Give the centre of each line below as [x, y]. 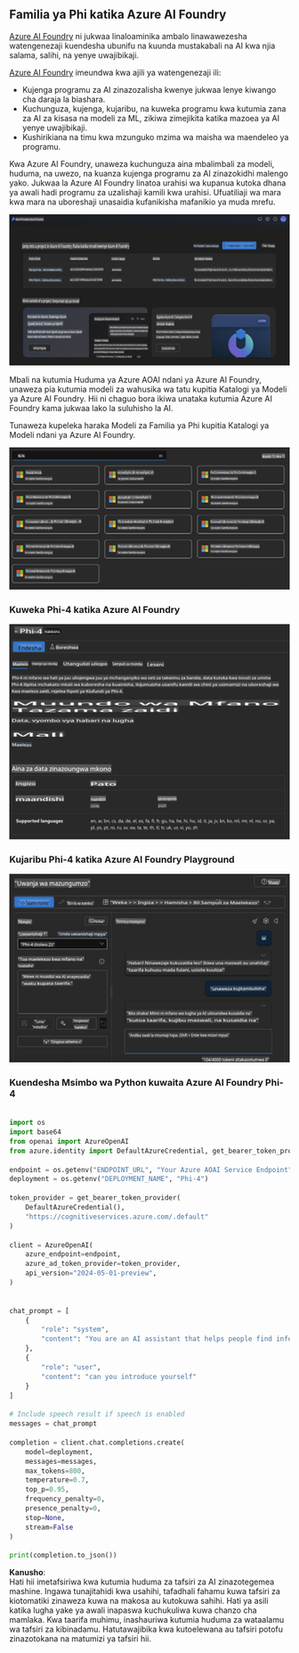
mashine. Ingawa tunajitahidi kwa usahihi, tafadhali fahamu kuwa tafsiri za [145, 1591]
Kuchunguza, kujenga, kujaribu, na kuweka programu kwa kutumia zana [154, 108]
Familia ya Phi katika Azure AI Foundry [118, 15]
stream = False [49, 1527]
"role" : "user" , [71, 1367]
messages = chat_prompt [53, 1424]
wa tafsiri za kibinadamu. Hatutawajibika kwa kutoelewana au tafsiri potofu [146, 1629]
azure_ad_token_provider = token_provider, [103, 1264]
